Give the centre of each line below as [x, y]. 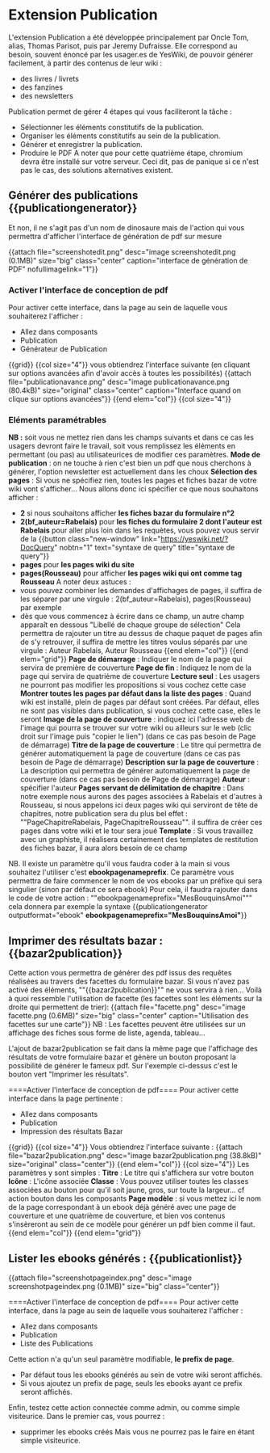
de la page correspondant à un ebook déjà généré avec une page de [122, 1207]
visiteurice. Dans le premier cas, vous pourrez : [87, 1416]
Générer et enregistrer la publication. [81, 144]
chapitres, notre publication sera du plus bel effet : [104, 814]
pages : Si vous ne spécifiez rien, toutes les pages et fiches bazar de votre [133, 480]
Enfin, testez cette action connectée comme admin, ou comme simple [124, 1407]
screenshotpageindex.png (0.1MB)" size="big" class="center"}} [114, 1286]
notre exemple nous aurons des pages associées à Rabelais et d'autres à [141, 797]
